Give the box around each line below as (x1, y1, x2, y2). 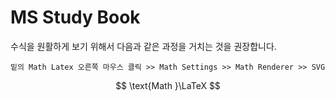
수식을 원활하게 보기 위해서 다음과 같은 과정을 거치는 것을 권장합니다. (10, 40, 277, 52)
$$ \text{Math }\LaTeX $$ (115, 79, 221, 91)
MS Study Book (10, 6, 141, 29)
